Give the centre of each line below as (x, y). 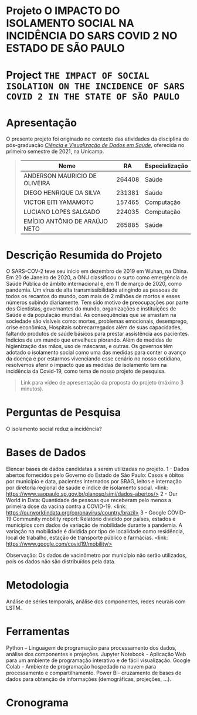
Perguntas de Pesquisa (64, 412)
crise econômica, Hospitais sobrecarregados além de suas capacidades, (94, 328)
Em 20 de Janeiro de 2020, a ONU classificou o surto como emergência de (97, 278)
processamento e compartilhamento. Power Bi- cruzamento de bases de (94, 673)
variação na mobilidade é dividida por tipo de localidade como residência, (95, 532)
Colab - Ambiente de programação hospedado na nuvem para (81, 666)
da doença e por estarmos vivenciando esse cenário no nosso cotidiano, (94, 359)
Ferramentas (38, 632)
